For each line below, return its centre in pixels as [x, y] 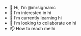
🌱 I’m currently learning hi [36, 18]
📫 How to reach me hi [32, 28]
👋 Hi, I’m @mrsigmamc [33, 8]
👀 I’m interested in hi [30, 13]
